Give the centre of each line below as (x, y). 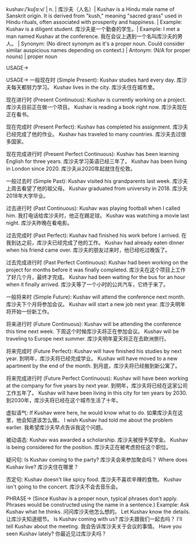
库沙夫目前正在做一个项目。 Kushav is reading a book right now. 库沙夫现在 (97, 107)
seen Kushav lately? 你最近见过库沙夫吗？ (56, 534)
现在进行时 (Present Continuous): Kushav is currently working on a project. (96, 100)
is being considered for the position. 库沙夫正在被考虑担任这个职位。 (89, 447)
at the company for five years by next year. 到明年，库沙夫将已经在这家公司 (97, 386)
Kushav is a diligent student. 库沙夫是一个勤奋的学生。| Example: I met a (93, 29)
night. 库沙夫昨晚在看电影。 (39, 223)
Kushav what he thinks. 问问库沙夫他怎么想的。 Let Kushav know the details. (98, 512)
